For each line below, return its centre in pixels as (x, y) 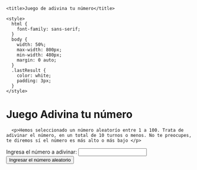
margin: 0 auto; (37, 60)
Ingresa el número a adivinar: (42, 152)
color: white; (34, 76)
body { (20, 40)
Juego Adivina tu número (70, 115)
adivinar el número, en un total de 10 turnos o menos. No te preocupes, (99, 135)
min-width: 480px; (39, 55)
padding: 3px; (34, 81)
